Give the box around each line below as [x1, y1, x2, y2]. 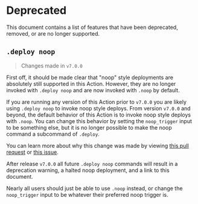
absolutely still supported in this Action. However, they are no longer [6, 80, 176, 88]
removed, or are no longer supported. [6, 30, 100, 37]
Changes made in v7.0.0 [21, 62, 83, 69]
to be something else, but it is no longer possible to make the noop [6, 124, 172, 131]
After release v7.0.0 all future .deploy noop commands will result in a [6, 160, 178, 167]
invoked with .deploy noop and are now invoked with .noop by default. [6, 86, 180, 94]
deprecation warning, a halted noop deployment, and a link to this [6, 167, 170, 174]
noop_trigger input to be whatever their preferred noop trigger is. [6, 191, 169, 198]
